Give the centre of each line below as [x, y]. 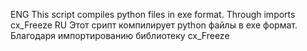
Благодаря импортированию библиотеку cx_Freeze [120, 35]
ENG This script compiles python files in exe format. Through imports [153, 14]
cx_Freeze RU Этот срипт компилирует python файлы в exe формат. [154, 25]
